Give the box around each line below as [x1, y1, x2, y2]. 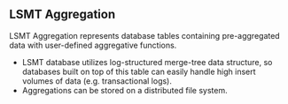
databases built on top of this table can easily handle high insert [21, 66, 256, 77]
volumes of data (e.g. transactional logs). [21, 75, 173, 86]
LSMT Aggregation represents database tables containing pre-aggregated [9, 30, 281, 41]
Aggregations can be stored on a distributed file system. [21, 85, 228, 95]
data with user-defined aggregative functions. [9, 40, 177, 50]
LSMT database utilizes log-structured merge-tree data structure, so [21, 56, 273, 67]
